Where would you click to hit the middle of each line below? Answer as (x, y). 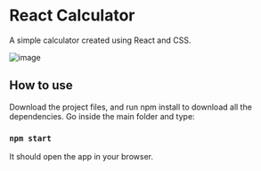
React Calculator (72, 16)
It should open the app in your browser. (82, 157)
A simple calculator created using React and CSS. (100, 40)
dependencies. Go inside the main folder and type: (102, 116)
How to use (41, 85)
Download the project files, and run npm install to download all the (130, 107)
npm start (30, 138)
